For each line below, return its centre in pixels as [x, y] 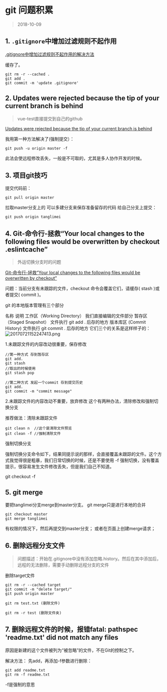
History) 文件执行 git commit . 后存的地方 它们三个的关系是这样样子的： [78, 328]
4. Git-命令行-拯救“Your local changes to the [75, 233]
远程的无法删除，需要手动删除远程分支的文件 [63, 565]
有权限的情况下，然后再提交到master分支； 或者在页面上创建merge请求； [80, 528]
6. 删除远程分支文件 [35, 546]
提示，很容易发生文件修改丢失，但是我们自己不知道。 [60, 467]
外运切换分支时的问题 [39, 262]
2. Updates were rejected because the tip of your [82, 98]
